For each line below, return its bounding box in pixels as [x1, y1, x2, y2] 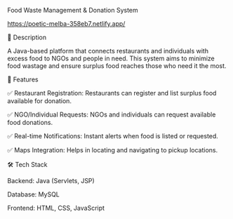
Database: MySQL [7, 190, 60, 199]
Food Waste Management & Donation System [7, 6, 138, 14]
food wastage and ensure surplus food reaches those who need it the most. [7, 62, 227, 69]
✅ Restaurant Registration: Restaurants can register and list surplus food [7, 89, 217, 97]
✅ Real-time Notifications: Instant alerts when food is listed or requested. [7, 132, 219, 140]
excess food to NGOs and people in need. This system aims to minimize [7, 54, 215, 62]
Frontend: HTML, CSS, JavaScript [7, 204, 105, 212]
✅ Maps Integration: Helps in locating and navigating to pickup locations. [7, 146, 218, 154]
